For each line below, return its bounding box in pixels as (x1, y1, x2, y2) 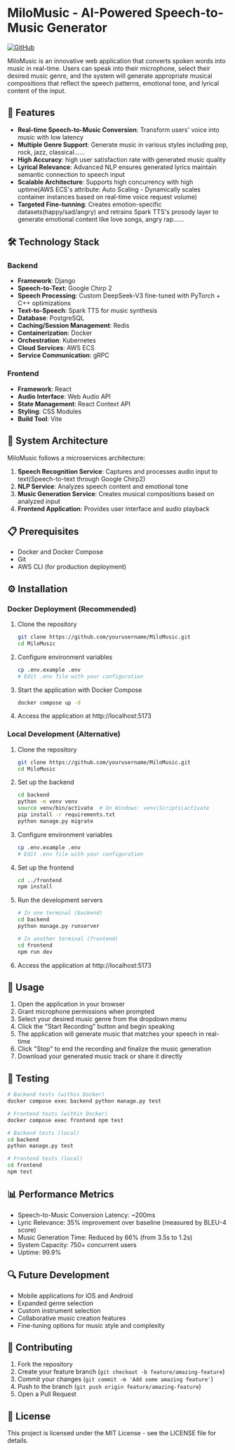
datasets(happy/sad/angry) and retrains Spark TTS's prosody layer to (17, 207, 219, 215)
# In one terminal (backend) (17, 910, 103, 917)
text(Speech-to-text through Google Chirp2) (17, 474, 146, 483)
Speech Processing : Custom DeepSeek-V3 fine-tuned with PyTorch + (17, 291, 221, 300)
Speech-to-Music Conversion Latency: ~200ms (17, 1211, 156, 1219)
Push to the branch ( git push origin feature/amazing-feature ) (17, 1383, 201, 1391)
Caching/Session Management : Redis (17, 321, 130, 330)
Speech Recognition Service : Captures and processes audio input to (17, 467, 218, 475)
